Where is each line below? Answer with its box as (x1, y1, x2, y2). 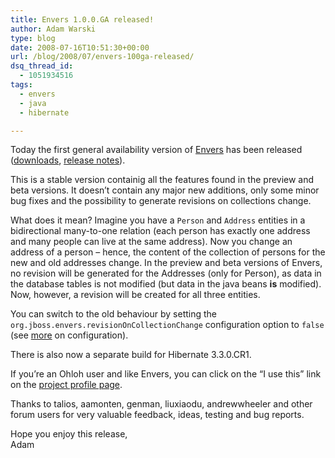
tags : (10, 80, 33, 90)
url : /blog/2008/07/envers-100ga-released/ (10, 52, 195, 62)
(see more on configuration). (10, 329, 129, 341)
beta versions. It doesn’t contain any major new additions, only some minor (10, 184, 320, 196)
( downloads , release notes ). (10, 154, 126, 166)
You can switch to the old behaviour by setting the (10, 308, 217, 320)
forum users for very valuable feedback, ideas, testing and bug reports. (10, 409, 305, 421)
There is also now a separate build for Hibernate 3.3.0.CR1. (10, 349, 252, 361)
